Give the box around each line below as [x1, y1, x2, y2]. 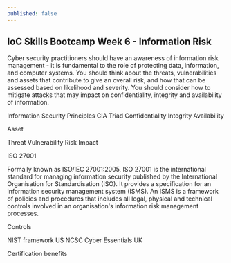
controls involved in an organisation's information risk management [7, 202, 199, 210]
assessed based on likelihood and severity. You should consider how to [7, 84, 211, 92]
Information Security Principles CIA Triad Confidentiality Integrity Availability [7, 111, 225, 120]
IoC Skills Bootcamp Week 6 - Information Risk [7, 36, 212, 48]
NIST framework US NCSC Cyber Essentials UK [7, 236, 143, 244]
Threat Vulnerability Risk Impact [7, 138, 98, 147]
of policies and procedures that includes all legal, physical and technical [7, 194, 213, 203]
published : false [7, 10, 57, 17]
